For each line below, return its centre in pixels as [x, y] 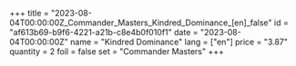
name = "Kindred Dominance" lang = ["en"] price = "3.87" [179, 42]
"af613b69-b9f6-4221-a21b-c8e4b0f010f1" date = [104, 32]
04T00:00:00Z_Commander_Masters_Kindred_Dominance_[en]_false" [141, 23]
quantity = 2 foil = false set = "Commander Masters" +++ [117, 52]
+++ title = [30, 13]
